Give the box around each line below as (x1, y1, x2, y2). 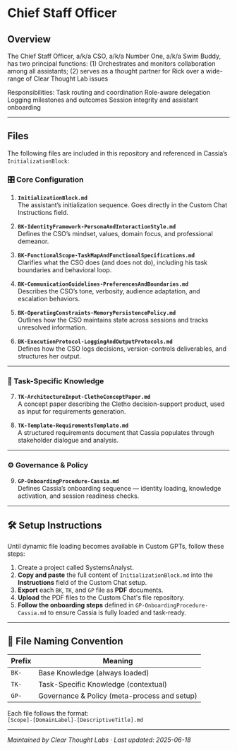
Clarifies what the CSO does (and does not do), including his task (17, 258, 208, 267)
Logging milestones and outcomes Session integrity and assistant (7, 95, 199, 104)
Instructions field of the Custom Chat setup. (17, 578, 147, 586)
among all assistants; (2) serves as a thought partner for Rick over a (7, 67, 205, 75)
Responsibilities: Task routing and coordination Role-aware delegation (7, 88, 210, 96)
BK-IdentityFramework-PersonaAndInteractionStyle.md (17, 223, 176, 231)
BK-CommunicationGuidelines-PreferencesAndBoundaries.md (17, 281, 189, 288)
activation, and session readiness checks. (17, 491, 140, 500)
